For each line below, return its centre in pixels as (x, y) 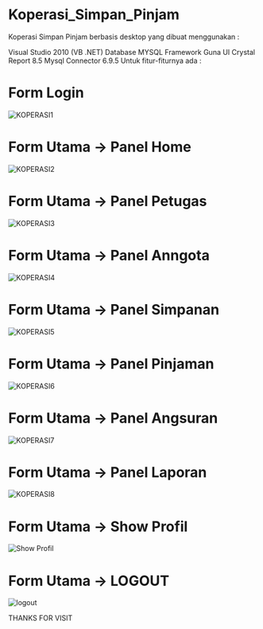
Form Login (46, 93)
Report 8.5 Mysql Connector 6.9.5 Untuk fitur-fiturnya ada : (105, 61)
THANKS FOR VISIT (41, 618)
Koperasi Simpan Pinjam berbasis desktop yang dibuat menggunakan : (124, 37)
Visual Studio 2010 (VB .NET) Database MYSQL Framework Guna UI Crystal (132, 52)
